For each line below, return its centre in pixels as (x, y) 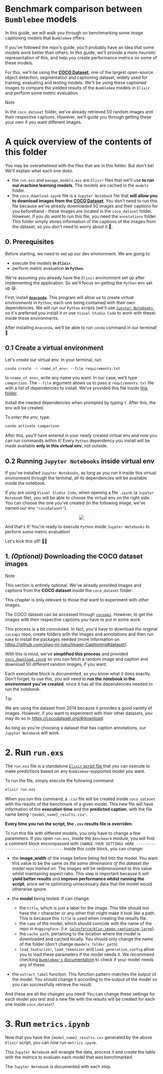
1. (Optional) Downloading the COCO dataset (74, 556)
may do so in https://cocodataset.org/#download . (55, 718)
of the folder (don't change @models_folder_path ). (69, 944)
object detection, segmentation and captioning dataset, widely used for (76, 77)
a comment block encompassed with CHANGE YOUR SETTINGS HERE (70, 843)
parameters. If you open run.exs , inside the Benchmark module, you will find (80, 838)
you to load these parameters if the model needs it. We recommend (87, 954)
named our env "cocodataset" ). (36, 508)
